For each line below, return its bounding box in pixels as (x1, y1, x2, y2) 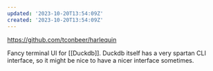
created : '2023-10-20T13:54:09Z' (7, 17, 104, 23)
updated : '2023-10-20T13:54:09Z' (7, 10, 104, 17)
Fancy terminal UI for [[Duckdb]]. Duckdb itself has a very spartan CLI (7, 49, 206, 57)
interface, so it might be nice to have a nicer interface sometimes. (7, 56, 194, 64)
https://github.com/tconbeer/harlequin (7, 35, 117, 43)
